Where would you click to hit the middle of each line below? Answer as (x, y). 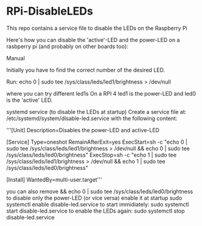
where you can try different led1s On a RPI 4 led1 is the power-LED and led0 (101, 93)
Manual (16, 58)
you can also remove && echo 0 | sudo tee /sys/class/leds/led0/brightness (100, 191)
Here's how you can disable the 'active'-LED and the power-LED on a (93, 40)
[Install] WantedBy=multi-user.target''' (54, 179)
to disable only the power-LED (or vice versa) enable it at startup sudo (94, 198)
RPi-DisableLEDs (50, 11)
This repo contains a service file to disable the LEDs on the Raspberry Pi (97, 28)
